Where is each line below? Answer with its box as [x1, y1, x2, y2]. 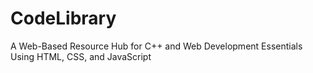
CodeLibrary [10, 7, 117, 30]
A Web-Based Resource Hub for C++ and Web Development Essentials [10, 40, 303, 52]
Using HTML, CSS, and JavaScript [10, 50, 152, 62]
